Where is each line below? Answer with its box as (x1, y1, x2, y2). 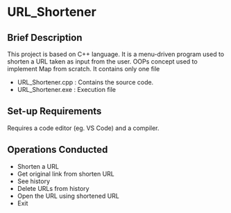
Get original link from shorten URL (17, 169, 114, 178)
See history (17, 177, 51, 185)
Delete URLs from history (17, 184, 89, 192)
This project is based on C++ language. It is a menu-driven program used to (7, 50, 225, 58)
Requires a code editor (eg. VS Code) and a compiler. (7, 124, 160, 132)
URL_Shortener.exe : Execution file (17, 86, 117, 93)
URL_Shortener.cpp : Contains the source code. (17, 78, 154, 86)
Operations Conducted (7, 144, 108, 156)
